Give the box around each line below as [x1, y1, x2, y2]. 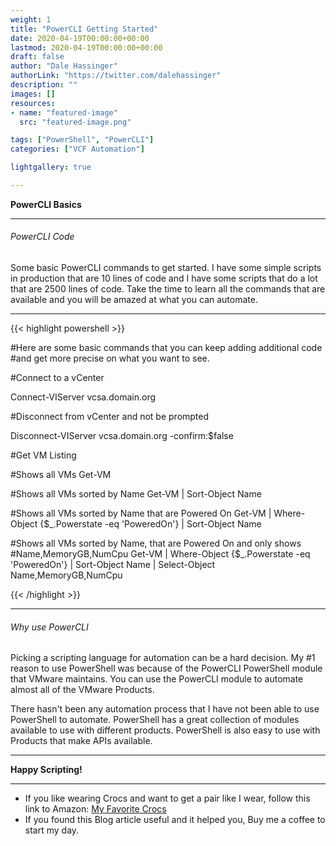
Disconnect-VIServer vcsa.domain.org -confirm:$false [10, 430, 234, 442]
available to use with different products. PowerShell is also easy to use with [10, 724, 321, 736]
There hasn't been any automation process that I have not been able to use [10, 703, 320, 715]
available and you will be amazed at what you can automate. [10, 294, 258, 306]
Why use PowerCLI [10, 621, 89, 633]
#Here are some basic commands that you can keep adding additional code [10, 342, 323, 354]
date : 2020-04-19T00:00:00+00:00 [10, 33, 150, 43]
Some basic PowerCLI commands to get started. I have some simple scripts [10, 262, 322, 274]
